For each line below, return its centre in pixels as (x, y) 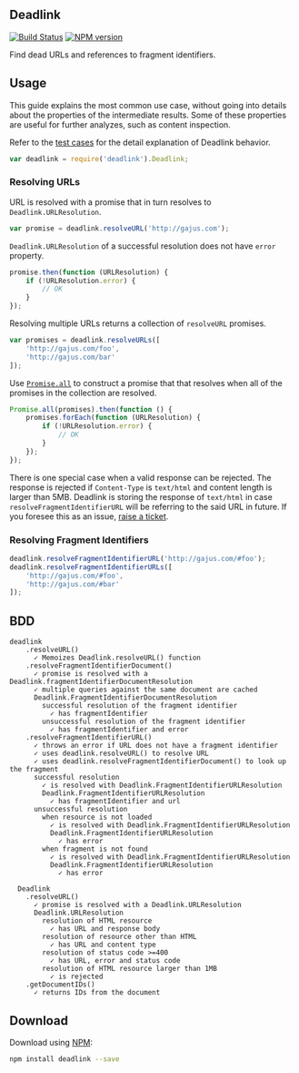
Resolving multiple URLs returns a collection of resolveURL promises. (138, 323)
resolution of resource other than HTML (120, 937)
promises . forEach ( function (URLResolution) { (114, 418)
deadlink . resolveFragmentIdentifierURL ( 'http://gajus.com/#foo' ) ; (138, 558)
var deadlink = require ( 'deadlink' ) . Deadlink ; (99, 158)
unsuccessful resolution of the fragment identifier (144, 722)
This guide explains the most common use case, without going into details (148, 105)
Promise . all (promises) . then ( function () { (91, 409)
